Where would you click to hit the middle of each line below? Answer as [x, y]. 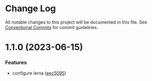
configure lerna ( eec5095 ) [39, 73]
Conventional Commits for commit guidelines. [51, 27]
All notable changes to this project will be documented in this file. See [76, 22]
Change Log [30, 9]
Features [16, 63]
